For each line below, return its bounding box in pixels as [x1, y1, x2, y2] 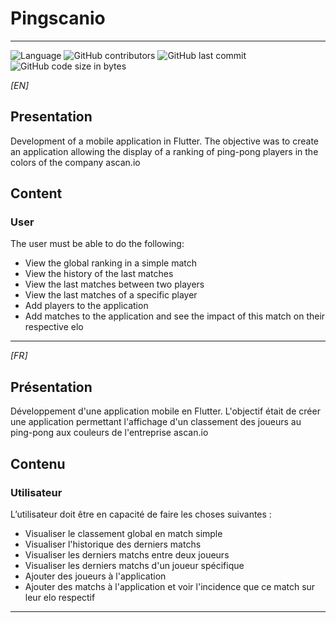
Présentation [10, 378, 93, 396]
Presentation [10, 108, 93, 126]
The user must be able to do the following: [10, 238, 185, 250]
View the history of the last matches [24, 268, 174, 280]
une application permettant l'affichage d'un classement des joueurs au [10, 416, 302, 428]
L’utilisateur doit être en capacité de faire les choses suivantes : [10, 508, 272, 520]
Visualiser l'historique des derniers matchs [24, 538, 202, 550]
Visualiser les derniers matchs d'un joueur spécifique [24, 559, 245, 571]
